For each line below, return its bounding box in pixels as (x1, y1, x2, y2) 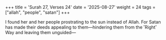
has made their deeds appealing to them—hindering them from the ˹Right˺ (5, 24, 157, 30)
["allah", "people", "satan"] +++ (5, 9, 70, 15)
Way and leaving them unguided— (5, 30, 76, 35)
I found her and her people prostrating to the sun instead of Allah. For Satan (5, 19, 161, 25)
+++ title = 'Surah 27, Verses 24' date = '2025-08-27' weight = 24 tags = (5, 4, 156, 10)
